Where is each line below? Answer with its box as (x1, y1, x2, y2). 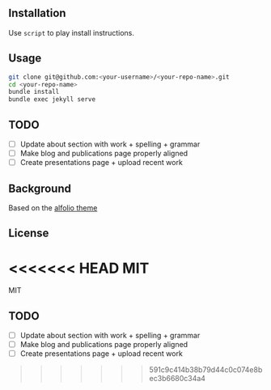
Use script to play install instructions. (8, 28, 135, 37)
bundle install (8, 88, 60, 96)
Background (8, 181, 71, 195)
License (8, 227, 49, 240)
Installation (8, 6, 66, 20)
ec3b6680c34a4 (149, 374, 206, 384)
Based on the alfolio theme (8, 202, 98, 213)
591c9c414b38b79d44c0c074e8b (149, 365, 263, 375)
